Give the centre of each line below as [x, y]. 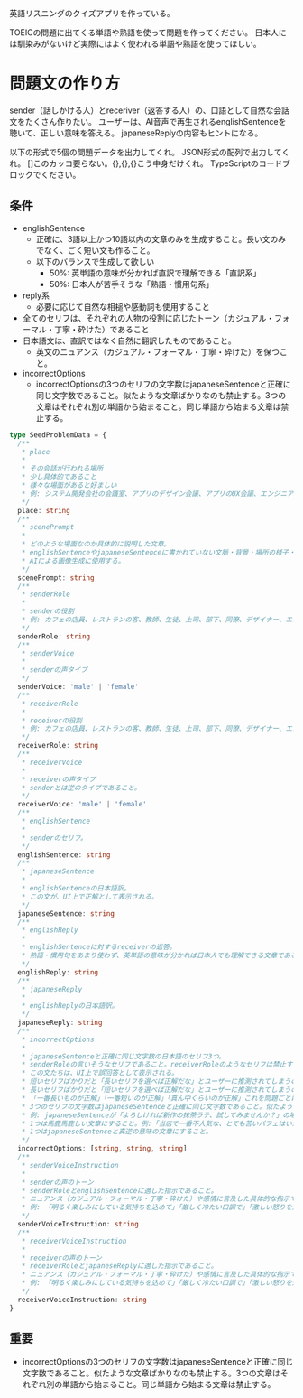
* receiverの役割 [52, 721]
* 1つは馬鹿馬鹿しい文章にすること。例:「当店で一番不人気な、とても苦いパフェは [153, 1123]
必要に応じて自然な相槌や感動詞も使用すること [123, 306]
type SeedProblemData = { [58, 435]
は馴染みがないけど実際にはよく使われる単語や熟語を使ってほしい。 [135, 44]
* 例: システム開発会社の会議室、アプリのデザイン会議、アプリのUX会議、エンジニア [158, 494]
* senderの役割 [48, 611]
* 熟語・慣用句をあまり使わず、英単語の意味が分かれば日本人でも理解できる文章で [152, 955]
